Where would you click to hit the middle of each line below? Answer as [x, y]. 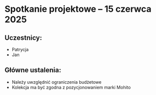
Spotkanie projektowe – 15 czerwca [78, 9]
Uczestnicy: [23, 38]
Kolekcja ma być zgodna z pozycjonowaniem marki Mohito [71, 87]
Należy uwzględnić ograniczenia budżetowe [57, 82]
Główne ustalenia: [33, 70]
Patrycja [20, 49]
